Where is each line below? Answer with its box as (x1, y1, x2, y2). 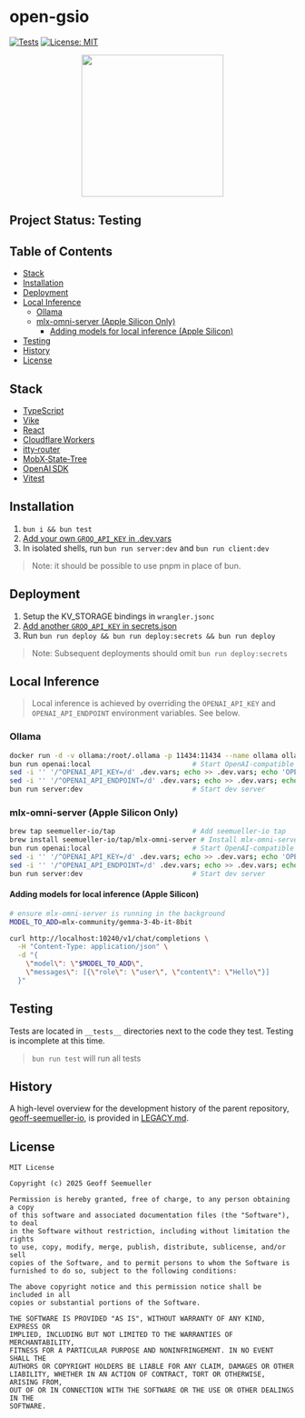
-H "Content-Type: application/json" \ (17, 943, 169, 952)
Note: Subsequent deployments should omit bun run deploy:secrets (31, 647, 288, 658)
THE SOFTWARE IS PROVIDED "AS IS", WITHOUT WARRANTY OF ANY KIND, (9, 1314, 266, 1323)
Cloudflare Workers (22, 434, 95, 444)
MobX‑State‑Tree (22, 453, 88, 464)
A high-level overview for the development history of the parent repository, (9, 1103, 290, 1114)
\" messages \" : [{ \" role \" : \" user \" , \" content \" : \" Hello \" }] (25, 968, 271, 977)
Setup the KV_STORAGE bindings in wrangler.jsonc (22, 611, 215, 622)
